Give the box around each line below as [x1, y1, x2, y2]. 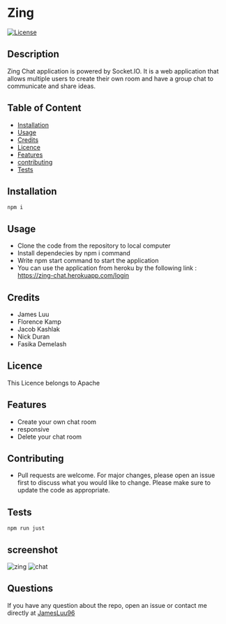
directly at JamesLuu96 [7, 609, 75, 617]
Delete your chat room [17, 432, 82, 441]
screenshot [7, 544, 58, 555]
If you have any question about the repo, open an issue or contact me [7, 601, 207, 609]
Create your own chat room [17, 418, 96, 426]
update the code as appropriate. [17, 486, 110, 495]
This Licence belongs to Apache [7, 378, 100, 387]
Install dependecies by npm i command [17, 249, 130, 257]
